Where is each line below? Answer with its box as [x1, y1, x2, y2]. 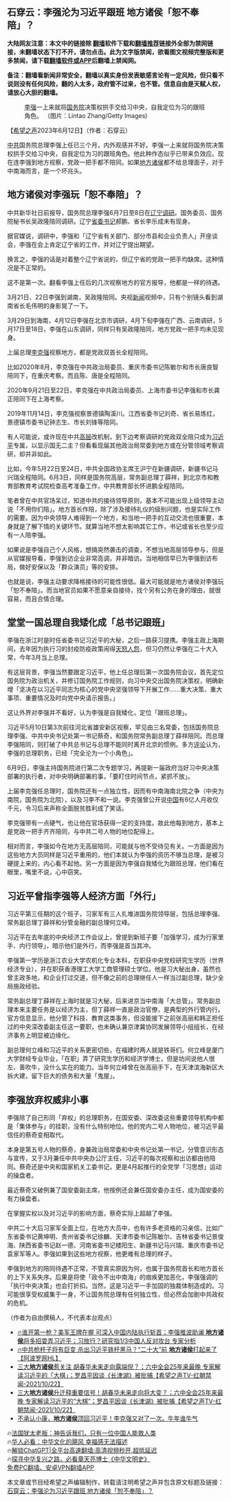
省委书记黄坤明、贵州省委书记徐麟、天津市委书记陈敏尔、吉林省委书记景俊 [12, 1233, 224, 1241]
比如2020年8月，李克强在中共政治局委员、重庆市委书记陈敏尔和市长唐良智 [7, 363, 219, 371]
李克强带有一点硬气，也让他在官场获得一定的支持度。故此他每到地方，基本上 [7, 819, 224, 827]
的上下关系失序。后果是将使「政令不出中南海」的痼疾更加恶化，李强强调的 [7, 1273, 218, 1281]
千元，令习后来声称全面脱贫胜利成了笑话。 [7, 804, 128, 812]
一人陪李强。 [12, 530, 49, 539]
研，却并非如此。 [7, 450, 56, 458]
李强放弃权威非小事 [7, 1094, 89, 1105]
